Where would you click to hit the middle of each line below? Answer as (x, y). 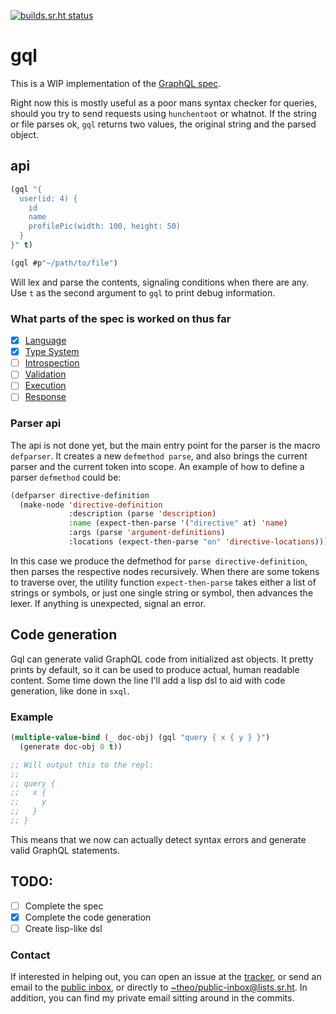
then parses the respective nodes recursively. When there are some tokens (165, 571)
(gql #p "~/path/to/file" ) (64, 263)
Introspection (52, 363)
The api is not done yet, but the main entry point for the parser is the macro (165, 445)
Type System (52, 352)
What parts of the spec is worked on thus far (121, 318)
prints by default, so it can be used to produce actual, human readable (155, 669)
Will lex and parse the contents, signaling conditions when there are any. (160, 282)
